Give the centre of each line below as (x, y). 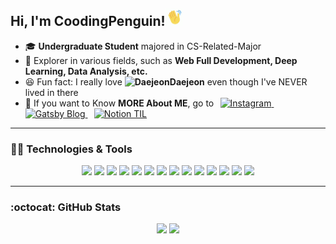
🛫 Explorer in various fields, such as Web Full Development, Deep (161, 60)
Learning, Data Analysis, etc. (86, 71)
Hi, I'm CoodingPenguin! (88, 21)
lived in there (51, 92)
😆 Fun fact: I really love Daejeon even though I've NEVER (166, 81)
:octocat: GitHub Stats (66, 207)
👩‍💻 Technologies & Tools (71, 149)
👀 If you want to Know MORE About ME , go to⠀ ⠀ (152, 103)
